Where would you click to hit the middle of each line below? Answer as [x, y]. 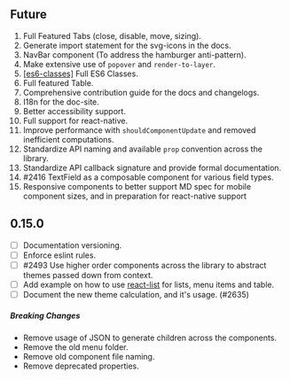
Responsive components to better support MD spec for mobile [137, 186]
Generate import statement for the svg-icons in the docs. [127, 45]
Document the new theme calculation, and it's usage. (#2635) [136, 294]
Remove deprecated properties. [81, 366]
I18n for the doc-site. [61, 102]
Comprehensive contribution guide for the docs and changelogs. [141, 92]
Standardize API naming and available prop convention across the [142, 149]
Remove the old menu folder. [75, 347]
